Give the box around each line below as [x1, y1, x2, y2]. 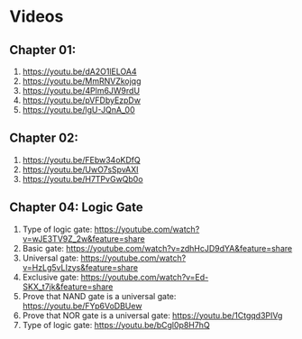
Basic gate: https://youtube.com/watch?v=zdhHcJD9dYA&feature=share [22, 243, 293, 253]
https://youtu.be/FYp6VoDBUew [22, 300, 142, 311]
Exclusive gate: [22, 271, 79, 282]
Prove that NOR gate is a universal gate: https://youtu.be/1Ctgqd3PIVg [22, 309, 283, 321]
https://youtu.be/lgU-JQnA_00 [22, 105, 135, 115]
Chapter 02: [9, 131, 78, 146]
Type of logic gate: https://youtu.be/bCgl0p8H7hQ [22, 319, 210, 330]
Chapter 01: [9, 42, 77, 58]
